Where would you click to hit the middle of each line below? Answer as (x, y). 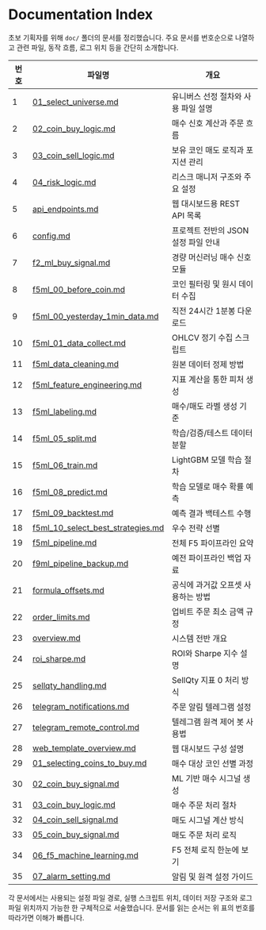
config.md (51, 236)
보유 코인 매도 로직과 (207, 150)
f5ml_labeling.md (65, 411)
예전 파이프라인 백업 (207, 558)
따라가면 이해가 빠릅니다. (46, 917)
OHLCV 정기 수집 (202, 338)
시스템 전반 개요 (199, 639)
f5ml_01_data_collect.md (80, 343)
